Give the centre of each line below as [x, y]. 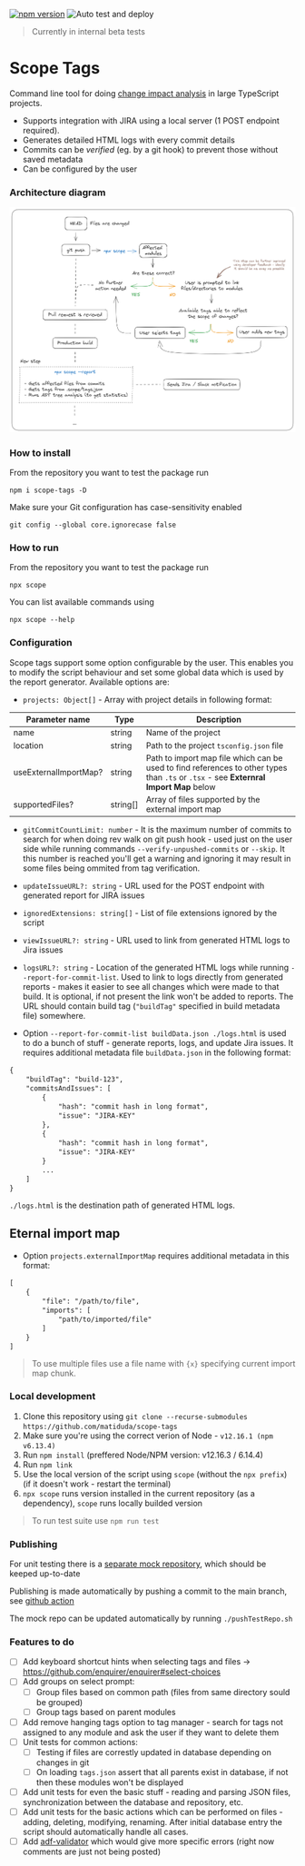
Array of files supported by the [203, 800]
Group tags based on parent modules [106, 1712]
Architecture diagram [58, 193]
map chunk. [54, 1373]
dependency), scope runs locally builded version [112, 1503]
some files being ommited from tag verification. [111, 868]
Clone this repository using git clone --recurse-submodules [135, 1416]
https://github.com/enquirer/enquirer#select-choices [121, 1672]
